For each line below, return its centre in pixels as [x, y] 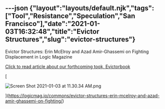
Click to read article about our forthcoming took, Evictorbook [68, 66]
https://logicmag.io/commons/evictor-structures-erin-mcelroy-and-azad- [84, 95]
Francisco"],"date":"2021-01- [53, 24]
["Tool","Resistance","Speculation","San [70, 16]
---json [17, 8]
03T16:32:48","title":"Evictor [52, 32]
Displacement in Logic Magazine [39, 56]
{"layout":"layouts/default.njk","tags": [92, 8]
